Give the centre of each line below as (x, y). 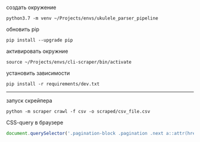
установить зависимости (38, 73)
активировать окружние (37, 51)
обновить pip (23, 29)
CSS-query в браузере (35, 122)
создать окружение (31, 7)
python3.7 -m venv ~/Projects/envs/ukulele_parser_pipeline (82, 18)
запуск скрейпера (29, 100)
